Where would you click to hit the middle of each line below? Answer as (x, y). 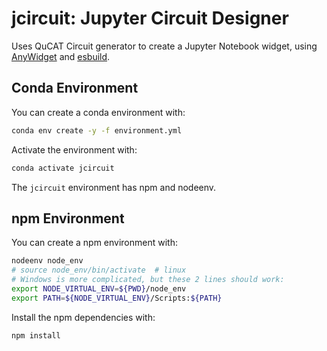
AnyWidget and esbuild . (61, 56)
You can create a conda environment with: (98, 112)
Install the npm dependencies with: (83, 317)
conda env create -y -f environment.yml (97, 130)
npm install (36, 335)
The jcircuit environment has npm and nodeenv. (114, 187)
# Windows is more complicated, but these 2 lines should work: (148, 280)
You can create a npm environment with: (94, 243)
